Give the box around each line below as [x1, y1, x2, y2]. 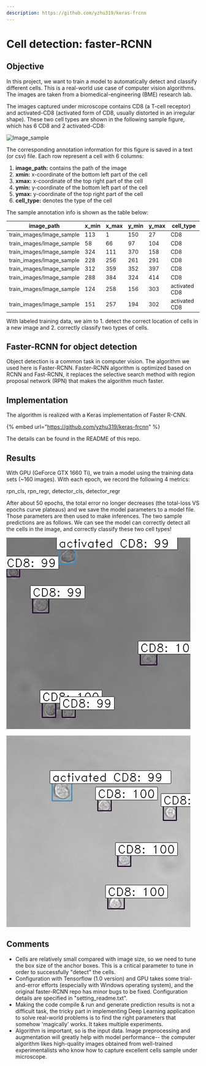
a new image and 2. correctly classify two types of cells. [6, 323, 149, 331]
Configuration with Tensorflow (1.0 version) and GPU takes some [15, 975, 179, 982]
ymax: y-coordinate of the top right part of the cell [15, 190, 143, 197]
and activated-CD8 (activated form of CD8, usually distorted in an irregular [6, 109, 195, 116]
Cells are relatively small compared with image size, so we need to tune [15, 955, 196, 962]
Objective [6, 61, 45, 72]
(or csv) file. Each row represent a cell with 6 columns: [6, 152, 144, 159]
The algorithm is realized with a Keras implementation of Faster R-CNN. [6, 411, 187, 419]
